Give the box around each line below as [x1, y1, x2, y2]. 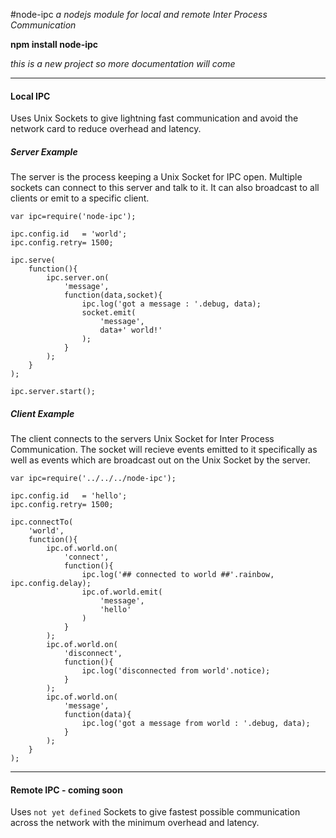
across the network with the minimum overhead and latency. [10, 817, 260, 829]
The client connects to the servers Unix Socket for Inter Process [10, 433, 275, 445]
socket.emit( [81, 308, 137, 318]
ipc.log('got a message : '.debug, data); [81, 299, 262, 309]
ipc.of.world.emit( [81, 587, 163, 598]
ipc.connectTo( [10, 517, 74, 528]
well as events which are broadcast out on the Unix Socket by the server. [10, 454, 311, 466]
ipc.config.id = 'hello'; [10, 491, 128, 501]
